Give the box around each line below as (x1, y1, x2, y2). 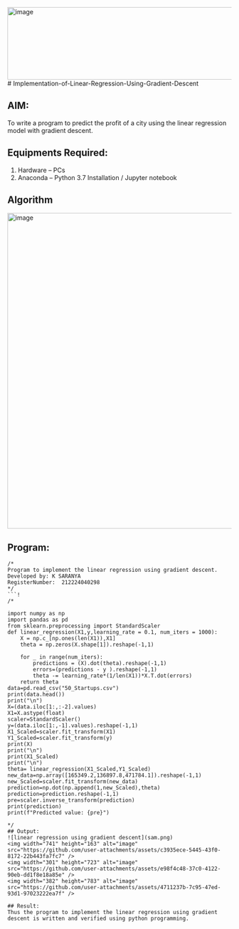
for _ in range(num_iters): (20, 654, 103, 661)
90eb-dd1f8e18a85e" (7, 871, 65, 878)
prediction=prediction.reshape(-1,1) (7, 790, 119, 798)
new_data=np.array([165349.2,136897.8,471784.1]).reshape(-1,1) (7, 772, 202, 779)
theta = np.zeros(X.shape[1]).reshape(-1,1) (20, 641, 154, 649)
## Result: (7, 903, 40, 910)
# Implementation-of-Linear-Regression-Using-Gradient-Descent (7, 79, 199, 87)
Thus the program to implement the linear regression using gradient (7, 909, 218, 916)
